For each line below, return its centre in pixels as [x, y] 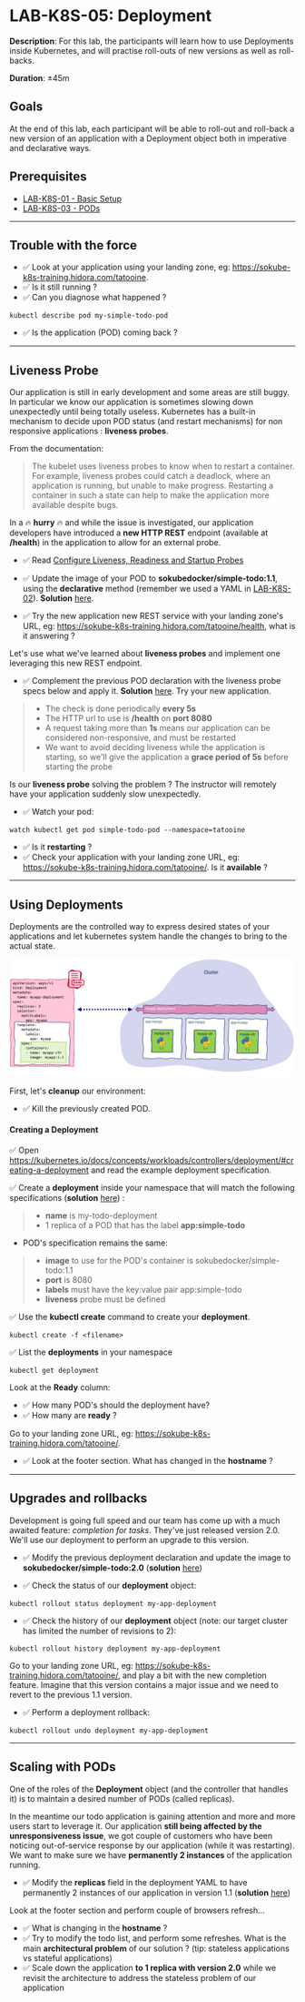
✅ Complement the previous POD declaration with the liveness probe [152, 681]
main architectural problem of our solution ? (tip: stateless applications [156, 1948]
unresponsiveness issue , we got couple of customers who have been [141, 1835]
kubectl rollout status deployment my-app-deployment [113, 1603]
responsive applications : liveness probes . [89, 431]
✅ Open [24, 1150]
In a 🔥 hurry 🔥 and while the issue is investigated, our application [132, 523]
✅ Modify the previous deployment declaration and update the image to [157, 1557]
